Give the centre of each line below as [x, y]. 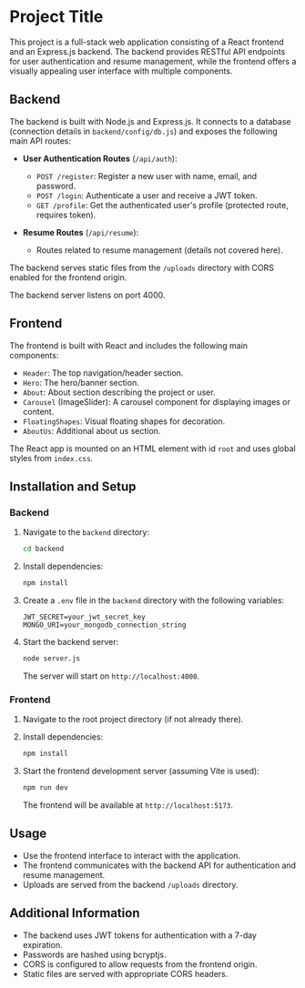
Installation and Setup [73, 486]
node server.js [51, 659]
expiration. [43, 944]
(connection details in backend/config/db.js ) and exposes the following [143, 131]
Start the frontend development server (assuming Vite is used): [141, 771]
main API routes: [40, 141]
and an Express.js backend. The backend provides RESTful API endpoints [147, 51]
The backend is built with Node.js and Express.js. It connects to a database [150, 121]
